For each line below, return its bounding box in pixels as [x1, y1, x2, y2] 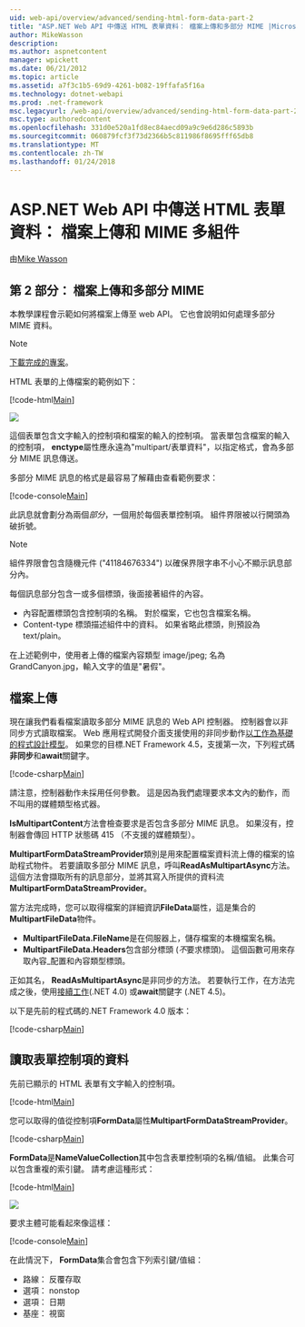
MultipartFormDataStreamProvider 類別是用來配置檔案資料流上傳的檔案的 [9, 849, 288, 860]
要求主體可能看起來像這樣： [9, 1217, 113, 1228]
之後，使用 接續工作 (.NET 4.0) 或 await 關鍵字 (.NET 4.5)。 [16, 986, 231, 997]
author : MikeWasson [9, 30, 84, 39]
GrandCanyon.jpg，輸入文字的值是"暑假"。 [9, 661, 171, 672]
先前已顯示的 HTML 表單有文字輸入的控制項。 [9, 1078, 180, 1089]
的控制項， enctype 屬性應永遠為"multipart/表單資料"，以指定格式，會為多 [9, 442, 287, 453]
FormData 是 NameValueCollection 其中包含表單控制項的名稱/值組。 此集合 [9, 1151, 288, 1162]
